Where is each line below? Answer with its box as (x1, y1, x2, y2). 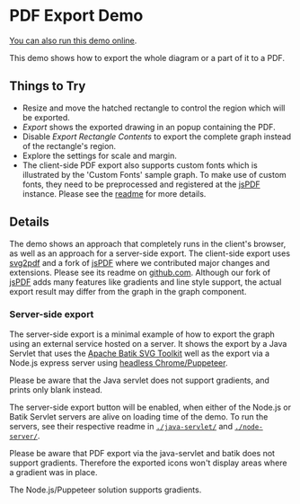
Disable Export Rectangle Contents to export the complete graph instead (22, 131, 292, 142)
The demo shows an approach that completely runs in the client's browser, (9, 238, 287, 249)
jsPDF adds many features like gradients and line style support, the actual (9, 276, 282, 287)
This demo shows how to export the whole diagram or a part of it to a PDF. (9, 52, 286, 63)
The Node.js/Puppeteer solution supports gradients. (9, 484, 202, 495)
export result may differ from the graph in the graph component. (9, 286, 247, 296)
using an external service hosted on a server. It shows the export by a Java (9, 338, 287, 349)
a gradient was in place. (9, 466, 98, 477)
